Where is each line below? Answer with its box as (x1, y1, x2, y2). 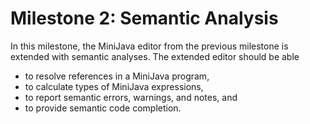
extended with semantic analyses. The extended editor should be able (10, 50, 300, 62)
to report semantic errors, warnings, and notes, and (24, 91, 238, 103)
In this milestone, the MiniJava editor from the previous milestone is (10, 40, 289, 52)
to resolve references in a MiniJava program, (24, 70, 210, 82)
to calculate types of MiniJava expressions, (24, 80, 204, 92)
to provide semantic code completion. (24, 102, 182, 114)
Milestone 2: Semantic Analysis (10, 7, 279, 30)
